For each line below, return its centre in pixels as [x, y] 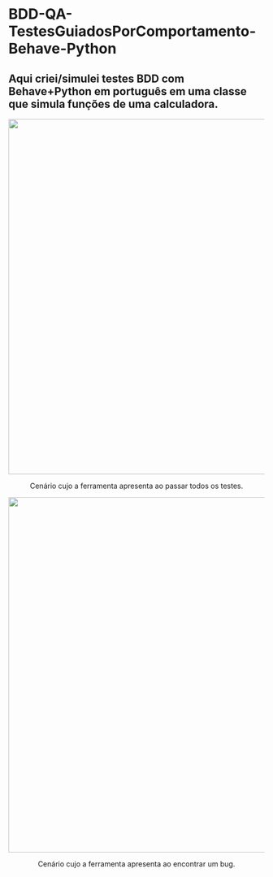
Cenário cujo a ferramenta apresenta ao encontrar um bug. [136, 864]
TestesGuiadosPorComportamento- [132, 31]
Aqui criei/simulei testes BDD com [96, 78]
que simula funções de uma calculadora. [113, 104]
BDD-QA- [41, 14]
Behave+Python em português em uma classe [128, 91]
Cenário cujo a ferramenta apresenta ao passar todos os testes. [136, 486]
